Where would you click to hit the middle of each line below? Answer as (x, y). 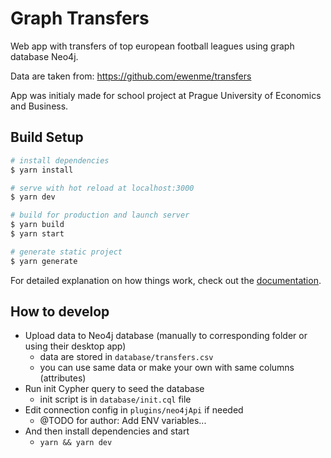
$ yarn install (42, 170)
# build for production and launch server (100, 215)
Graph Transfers (80, 18)
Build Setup (47, 137)
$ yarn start (37, 234)
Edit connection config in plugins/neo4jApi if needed (134, 410)
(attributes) (63, 378)
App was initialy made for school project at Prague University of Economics (166, 95)
